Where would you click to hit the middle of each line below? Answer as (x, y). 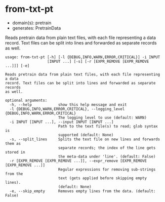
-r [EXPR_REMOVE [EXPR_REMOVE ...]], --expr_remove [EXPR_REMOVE (78, 161)
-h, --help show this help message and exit (68, 105)
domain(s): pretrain (32, 23)
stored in (15, 152)
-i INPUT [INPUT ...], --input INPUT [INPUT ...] (62, 122)
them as (13, 143)
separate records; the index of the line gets (107, 148)
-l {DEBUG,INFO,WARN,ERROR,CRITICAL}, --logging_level (67, 109)
